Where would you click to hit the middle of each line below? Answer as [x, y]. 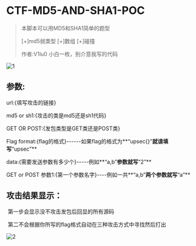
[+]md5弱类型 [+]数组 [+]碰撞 [58, 41]
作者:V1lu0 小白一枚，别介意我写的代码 [69, 54]
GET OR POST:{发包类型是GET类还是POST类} [63, 128]
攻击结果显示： [34, 196]
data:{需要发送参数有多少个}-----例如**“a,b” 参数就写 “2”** [79, 162]
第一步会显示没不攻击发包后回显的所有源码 [61, 211]
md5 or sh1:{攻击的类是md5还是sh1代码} [56, 115]
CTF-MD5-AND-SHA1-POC [76, 11]
